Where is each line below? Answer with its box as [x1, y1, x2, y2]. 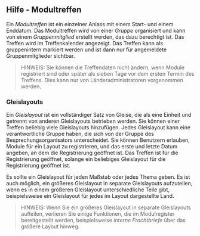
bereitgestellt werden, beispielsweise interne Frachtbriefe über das [20, 217, 186, 224]
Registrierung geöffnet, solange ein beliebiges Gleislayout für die [6, 156, 166, 163]
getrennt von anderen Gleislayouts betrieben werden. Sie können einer [6, 117, 180, 125]
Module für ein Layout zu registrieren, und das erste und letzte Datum [6, 143, 178, 150]
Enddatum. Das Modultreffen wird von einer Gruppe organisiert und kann [6, 27, 186, 34]
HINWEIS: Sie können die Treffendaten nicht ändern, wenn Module [20, 64, 185, 71]
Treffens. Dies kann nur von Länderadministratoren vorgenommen [20, 76, 183, 83]
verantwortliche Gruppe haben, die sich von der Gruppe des [6, 131, 154, 138]
